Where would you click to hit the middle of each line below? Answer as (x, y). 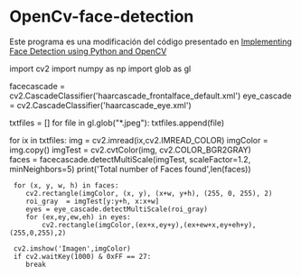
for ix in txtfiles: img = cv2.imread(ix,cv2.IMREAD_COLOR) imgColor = (139, 140)
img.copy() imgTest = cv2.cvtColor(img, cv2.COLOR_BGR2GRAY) (130, 150)
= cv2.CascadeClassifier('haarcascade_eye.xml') (100, 105)
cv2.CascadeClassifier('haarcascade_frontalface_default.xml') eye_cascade (150, 96)
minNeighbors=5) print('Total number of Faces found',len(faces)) (130, 169)
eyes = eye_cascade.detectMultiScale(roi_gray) (117, 209)
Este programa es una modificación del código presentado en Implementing (150, 41)
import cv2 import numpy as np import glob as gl (100, 69)
